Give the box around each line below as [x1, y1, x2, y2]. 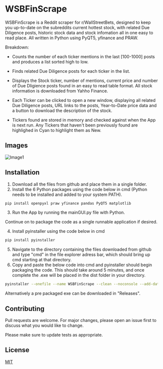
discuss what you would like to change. [5, 322, 84, 328]
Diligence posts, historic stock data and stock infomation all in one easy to [5, 30, 154, 35]
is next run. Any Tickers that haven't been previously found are [12, 122, 138, 128]
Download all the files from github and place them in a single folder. [12, 181, 147, 187]
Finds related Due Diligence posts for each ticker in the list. [12, 68, 130, 74]
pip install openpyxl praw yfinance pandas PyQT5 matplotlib [5, 201, 131, 206]
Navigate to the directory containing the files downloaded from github [12, 246, 152, 253]
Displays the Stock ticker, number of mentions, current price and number [12, 78, 158, 83]
